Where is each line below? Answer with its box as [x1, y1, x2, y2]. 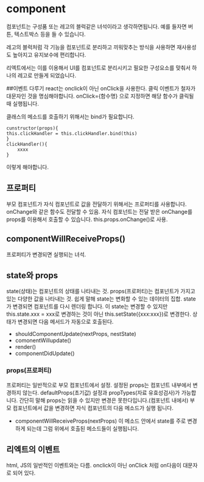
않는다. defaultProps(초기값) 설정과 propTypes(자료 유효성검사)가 [22, 389, 180, 396]
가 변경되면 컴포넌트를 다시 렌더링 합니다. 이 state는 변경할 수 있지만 [6, 303, 168, 310]
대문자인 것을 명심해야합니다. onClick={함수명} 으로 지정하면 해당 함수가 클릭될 [6, 92, 194, 100]
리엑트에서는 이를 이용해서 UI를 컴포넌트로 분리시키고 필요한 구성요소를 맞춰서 [6, 64, 191, 71]
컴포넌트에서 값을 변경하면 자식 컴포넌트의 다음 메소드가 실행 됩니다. [12, 404, 174, 411]
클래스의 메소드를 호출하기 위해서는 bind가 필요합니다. [6, 112, 135, 120]
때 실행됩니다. [6, 100, 40, 107]
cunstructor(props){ [6, 125, 59, 131]
